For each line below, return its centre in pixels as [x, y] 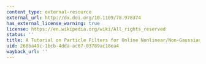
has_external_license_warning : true [53, 23]
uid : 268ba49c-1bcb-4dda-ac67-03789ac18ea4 [63, 46]
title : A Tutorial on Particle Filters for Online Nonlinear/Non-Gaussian [104, 40]
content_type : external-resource [49, 12]
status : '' [20, 35]
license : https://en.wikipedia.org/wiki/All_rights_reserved [86, 29]
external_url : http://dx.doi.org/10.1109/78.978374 [74, 18]
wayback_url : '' [27, 52]
